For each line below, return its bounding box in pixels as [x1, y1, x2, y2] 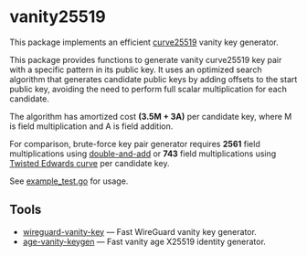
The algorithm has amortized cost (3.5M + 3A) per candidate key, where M [9, 111, 292, 122]
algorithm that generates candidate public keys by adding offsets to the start [9, 73, 298, 84]
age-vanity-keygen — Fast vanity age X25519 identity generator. [22, 236, 267, 247]
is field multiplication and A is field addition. [9, 121, 174, 132]
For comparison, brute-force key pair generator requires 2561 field [9, 138, 260, 149]
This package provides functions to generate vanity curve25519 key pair [9, 54, 282, 65]
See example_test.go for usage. [9, 176, 129, 187]
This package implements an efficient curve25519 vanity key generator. [9, 37, 279, 48]
